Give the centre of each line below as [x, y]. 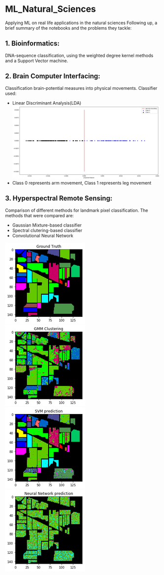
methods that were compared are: [40, 215]
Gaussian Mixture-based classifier [47, 225]
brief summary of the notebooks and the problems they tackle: [68, 28]
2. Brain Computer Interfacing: [53, 76]
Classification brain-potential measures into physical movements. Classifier [81, 88]
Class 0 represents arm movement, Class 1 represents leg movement [82, 183]
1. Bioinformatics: [32, 44]
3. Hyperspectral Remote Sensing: [59, 198]
